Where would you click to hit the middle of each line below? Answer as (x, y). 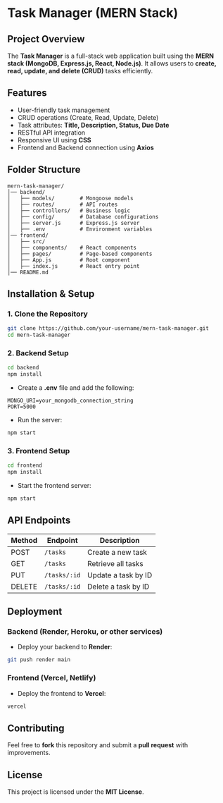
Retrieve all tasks (116, 563)
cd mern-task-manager (39, 335)
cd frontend (25, 466)
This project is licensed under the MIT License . (76, 792)
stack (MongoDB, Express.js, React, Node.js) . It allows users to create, (112, 63)
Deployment (35, 612)
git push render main (39, 660)
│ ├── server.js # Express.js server (74, 223)
